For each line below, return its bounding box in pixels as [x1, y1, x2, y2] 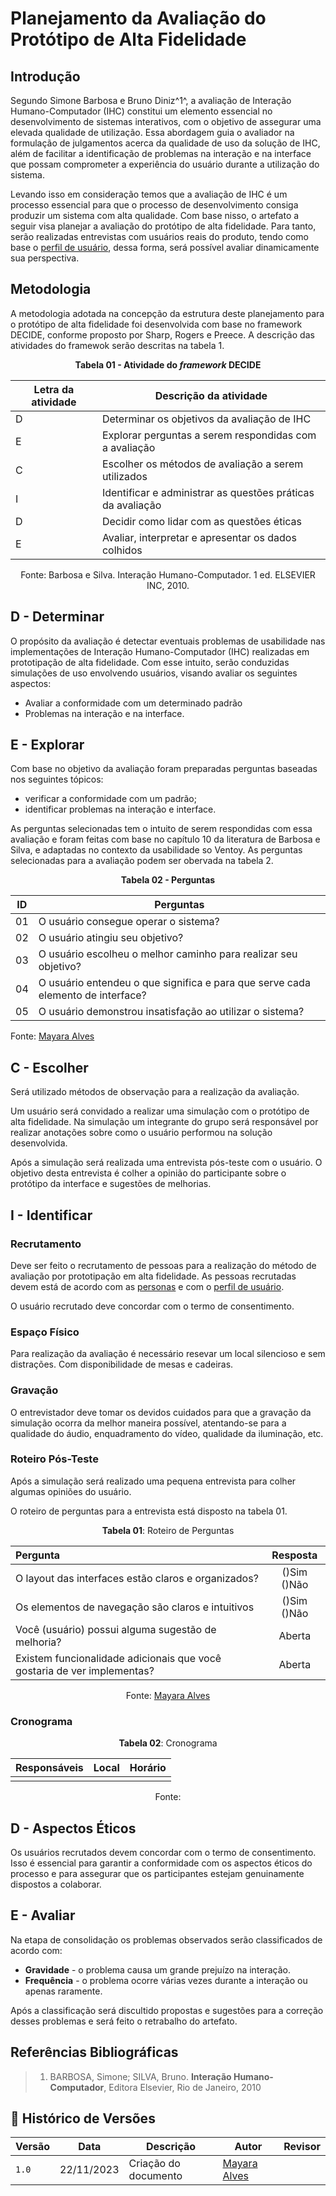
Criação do [128, 2157, 181, 2171]
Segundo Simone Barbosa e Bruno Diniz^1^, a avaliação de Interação [10, 95, 292, 106]
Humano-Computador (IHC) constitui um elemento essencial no [10, 105, 273, 117]
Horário [129, 1761, 167, 1775]
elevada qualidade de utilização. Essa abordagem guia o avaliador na [10, 127, 295, 138]
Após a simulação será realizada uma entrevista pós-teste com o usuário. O [10, 1157, 323, 1169]
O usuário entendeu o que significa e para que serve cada [38, 976, 311, 990]
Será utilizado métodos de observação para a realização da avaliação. [10, 1086, 300, 1098]
